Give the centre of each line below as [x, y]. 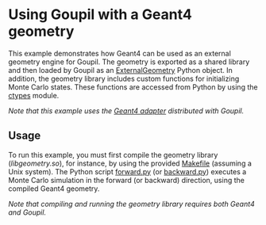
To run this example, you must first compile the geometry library [113, 154]
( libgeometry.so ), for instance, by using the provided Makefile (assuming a [130, 163]
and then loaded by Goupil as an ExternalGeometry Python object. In [120, 70]
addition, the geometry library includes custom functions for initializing [124, 78]
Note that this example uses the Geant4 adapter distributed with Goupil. [126, 111]
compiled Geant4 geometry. [54, 189]
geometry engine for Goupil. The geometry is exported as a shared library [129, 62]
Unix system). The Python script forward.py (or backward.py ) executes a [127, 171]
